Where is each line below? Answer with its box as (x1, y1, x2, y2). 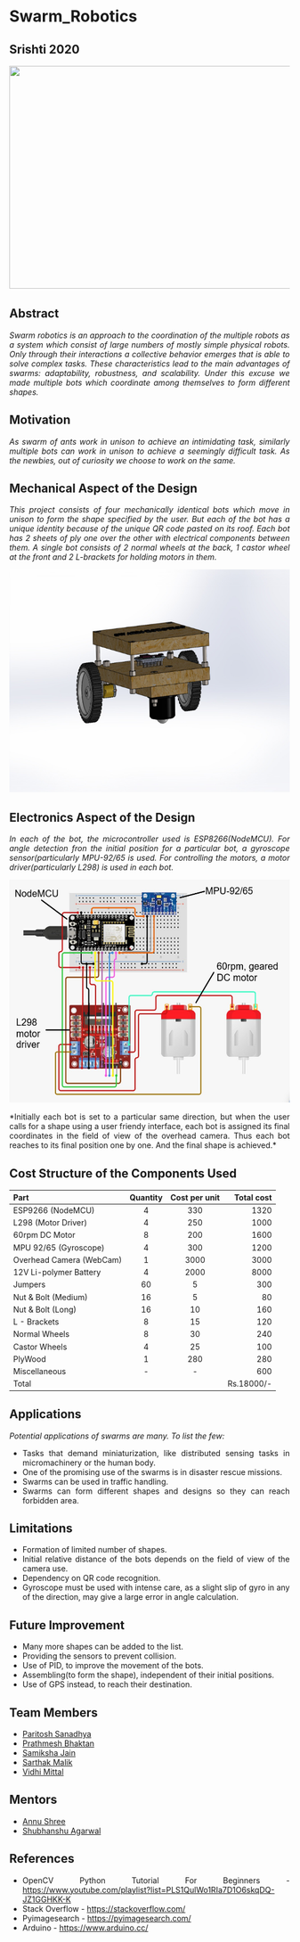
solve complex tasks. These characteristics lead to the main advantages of (9, 358, 290, 369)
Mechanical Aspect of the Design (9, 481, 198, 496)
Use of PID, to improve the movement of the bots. (21, 1660, 204, 1671)
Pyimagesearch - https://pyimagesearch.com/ (21, 1913, 191, 1923)
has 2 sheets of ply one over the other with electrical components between (9, 533, 290, 544)
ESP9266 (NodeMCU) (12, 1205, 95, 1216)
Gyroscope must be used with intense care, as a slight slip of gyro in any (21, 1582, 290, 1593)
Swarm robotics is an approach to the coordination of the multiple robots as (9, 330, 290, 340)
